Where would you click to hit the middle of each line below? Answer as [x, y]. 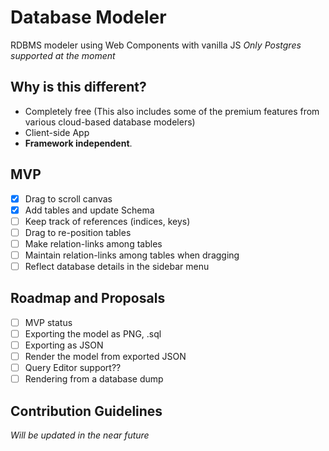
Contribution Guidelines [86, 411]
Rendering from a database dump [94, 379]
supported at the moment [63, 55]
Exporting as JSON [64, 345]
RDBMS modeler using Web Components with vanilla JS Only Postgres [156, 45]
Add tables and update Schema [89, 210]
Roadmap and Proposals [88, 298]
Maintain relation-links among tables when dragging [132, 255]
